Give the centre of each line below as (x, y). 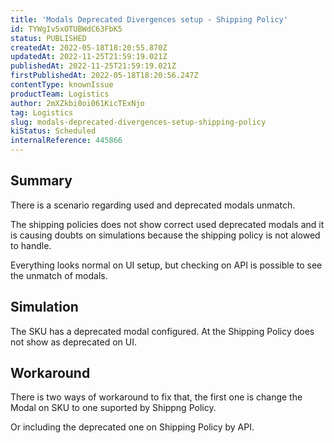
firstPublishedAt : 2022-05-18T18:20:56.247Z (104, 76)
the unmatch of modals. (59, 275)
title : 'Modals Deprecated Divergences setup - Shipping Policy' (149, 19)
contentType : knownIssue (62, 85)
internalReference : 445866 (66, 141)
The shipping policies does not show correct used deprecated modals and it (167, 224)
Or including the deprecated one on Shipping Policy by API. (132, 427)
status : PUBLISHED (48, 38)
